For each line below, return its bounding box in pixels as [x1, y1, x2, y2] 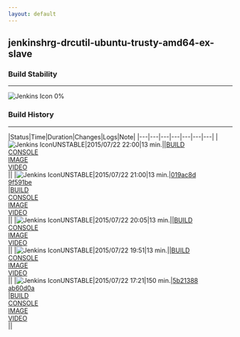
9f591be [8, 178, 33, 186]
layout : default [8, 10, 56, 18]
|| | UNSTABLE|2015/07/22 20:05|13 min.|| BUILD [8, 215, 193, 224]
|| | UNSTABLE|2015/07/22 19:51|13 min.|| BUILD [8, 246, 190, 255]
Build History [8, 109, 54, 119]
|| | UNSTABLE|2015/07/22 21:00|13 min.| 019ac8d [8, 170, 197, 178]
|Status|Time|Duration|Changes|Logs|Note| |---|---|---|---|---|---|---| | [8, 132, 218, 141]
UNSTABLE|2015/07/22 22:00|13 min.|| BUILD [52, 140, 185, 149]
